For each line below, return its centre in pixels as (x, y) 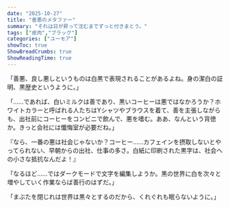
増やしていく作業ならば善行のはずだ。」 (63, 182)
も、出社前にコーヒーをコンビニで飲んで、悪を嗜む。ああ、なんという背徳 (112, 119)
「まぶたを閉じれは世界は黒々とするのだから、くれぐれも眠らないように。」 (114, 197)
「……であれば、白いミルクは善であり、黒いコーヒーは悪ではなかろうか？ (111, 101)
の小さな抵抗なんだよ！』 (43, 159)
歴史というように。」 (53, 87)
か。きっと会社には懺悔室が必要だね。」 (63, 127)
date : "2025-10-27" (35, 13)
